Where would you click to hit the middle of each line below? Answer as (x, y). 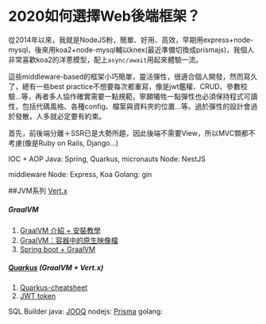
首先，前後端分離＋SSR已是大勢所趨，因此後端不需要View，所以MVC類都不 (132, 133)
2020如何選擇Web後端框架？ (104, 16)
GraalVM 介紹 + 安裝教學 (60, 230)
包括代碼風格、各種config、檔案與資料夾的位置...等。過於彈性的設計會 (136, 106)
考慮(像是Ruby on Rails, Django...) (64, 143)
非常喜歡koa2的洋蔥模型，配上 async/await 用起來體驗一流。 (106, 60)
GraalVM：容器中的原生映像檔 (69, 240)
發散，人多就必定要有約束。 (60, 116)
